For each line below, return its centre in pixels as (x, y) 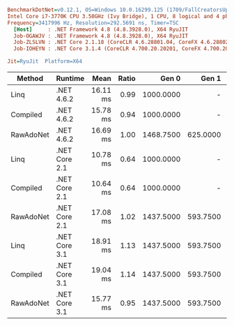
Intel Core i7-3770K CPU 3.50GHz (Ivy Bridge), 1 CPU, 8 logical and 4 (113, 16)
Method (30, 79)
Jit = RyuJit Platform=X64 (45, 61)
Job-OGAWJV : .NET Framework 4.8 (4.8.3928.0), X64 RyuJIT (101, 36)
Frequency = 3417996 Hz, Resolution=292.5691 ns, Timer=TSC (93, 23)
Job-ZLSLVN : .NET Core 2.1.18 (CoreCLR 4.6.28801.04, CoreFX (106, 43)
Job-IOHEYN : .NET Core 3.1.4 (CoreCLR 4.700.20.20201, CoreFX (107, 49)
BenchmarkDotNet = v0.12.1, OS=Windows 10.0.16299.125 (85, 10)
